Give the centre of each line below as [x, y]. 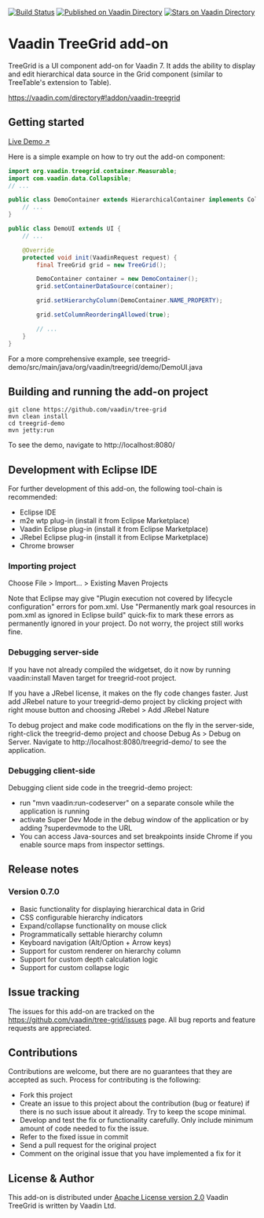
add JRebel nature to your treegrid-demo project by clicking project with [125, 701]
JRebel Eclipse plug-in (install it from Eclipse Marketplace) [114, 537]
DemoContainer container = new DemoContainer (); [117, 279]
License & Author [51, 1178]
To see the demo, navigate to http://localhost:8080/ [92, 445]
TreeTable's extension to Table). [60, 82]
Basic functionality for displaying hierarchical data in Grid [112, 909]
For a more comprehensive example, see [74, 359]
